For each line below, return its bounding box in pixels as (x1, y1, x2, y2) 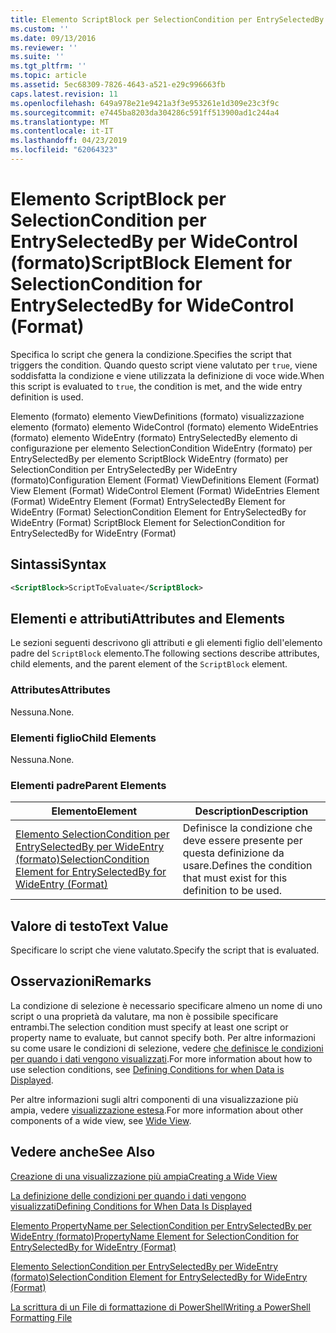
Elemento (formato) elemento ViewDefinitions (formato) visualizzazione (10, 410, 305, 422)
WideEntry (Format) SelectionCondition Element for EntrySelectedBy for (10, 506, 307, 518)
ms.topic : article (10, 71, 87, 81)
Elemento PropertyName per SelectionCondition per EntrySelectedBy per (10, 1219, 312, 1231)
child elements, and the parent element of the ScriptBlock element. (10, 658, 288, 670)
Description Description (194, 804, 309, 818)
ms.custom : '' (10, 24, 70, 34)
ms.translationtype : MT (10, 117, 110, 127)
